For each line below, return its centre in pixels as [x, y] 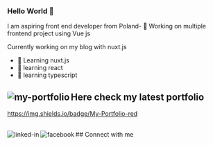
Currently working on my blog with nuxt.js [67, 47]
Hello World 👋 [31, 11]
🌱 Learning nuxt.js [43, 60]
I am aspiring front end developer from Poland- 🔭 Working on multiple [107, 26]
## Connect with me [104, 135]
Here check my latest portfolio [137, 97]
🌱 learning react [40, 68]
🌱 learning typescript [47, 75]
